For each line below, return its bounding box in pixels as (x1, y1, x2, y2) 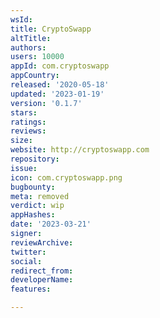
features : (10, 284, 52, 295)
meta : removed (10, 191, 70, 201)
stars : (10, 107, 38, 118)
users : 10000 (10, 52, 65, 62)
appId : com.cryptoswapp (10, 61, 110, 71)
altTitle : (10, 33, 52, 43)
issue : (10, 163, 38, 173)
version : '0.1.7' (10, 98, 83, 108)
